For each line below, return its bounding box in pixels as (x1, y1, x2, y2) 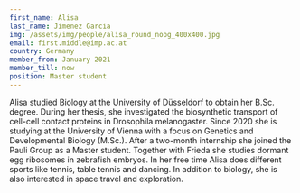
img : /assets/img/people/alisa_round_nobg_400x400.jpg (9, 30, 220, 39)
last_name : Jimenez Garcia (9, 22, 111, 31)
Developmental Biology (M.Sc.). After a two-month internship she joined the (9, 134, 292, 145)
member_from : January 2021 (9, 55, 111, 64)
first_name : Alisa (9, 13, 79, 23)
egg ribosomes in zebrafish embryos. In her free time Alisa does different (9, 154, 282, 165)
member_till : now (9, 64, 75, 73)
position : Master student (9, 72, 107, 81)
